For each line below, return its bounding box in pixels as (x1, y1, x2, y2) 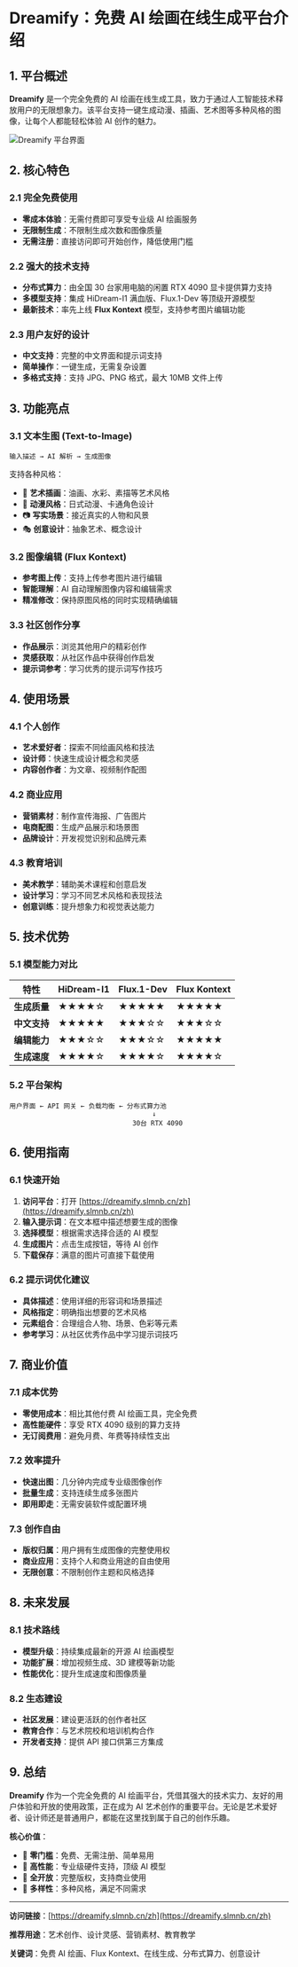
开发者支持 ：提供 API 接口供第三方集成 (21, 1736, 164, 1747)
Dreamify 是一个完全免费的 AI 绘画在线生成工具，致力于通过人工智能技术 (9, 94, 276, 104)
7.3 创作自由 (9, 1523, 61, 1535)
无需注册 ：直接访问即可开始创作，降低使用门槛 (21, 236, 193, 247)
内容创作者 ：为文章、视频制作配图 (21, 764, 147, 775)
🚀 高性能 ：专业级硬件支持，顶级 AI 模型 (21, 1861, 167, 1871)
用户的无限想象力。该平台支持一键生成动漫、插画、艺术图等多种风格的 (16, 105, 273, 115)
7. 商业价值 (9, 1358, 68, 1373)
